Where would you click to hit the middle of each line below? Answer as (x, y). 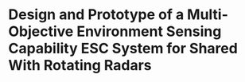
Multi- (208, 15)
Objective (41, 31)
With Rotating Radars (80, 66)
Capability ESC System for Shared (123, 49)
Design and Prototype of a (96, 15)
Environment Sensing (149, 31)
